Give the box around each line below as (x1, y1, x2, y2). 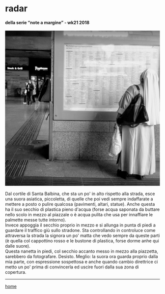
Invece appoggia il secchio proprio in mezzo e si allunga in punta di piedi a (5, 222, 156, 228)
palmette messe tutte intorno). (5, 217, 66, 223)
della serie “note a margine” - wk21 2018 (5, 19, 90, 25)
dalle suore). (5, 243, 30, 249)
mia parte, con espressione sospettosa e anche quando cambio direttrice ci (5, 259, 158, 265)
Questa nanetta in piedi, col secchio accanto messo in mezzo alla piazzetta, (5, 248, 159, 254)
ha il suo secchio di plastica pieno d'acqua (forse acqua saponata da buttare (5, 206, 160, 212)
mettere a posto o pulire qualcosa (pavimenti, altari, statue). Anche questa (5, 201, 155, 207)
